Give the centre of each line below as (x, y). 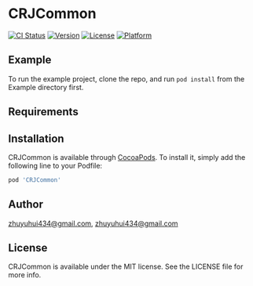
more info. (25, 275)
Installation (36, 138)
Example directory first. (46, 87)
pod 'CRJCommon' (35, 180)
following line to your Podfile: (55, 165)
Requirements (43, 112)
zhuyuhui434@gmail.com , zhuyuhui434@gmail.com (93, 223)
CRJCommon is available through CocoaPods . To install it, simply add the (127, 157)
